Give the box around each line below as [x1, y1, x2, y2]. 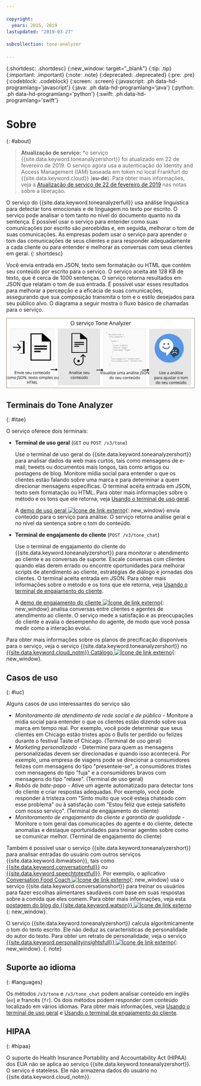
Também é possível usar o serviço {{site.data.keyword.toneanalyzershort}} [6, 844, 191, 851]
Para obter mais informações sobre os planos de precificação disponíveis [6, 636, 188, 644]
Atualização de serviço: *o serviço [20, 149, 109, 156]
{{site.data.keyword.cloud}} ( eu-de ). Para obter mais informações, [20, 174, 185, 182]
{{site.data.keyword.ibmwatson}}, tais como [6, 857, 115, 864]
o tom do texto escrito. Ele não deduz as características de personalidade [6, 926, 188, 933]
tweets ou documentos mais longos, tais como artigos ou [28, 463, 169, 470]
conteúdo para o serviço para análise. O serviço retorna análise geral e [14, 513, 190, 521]
